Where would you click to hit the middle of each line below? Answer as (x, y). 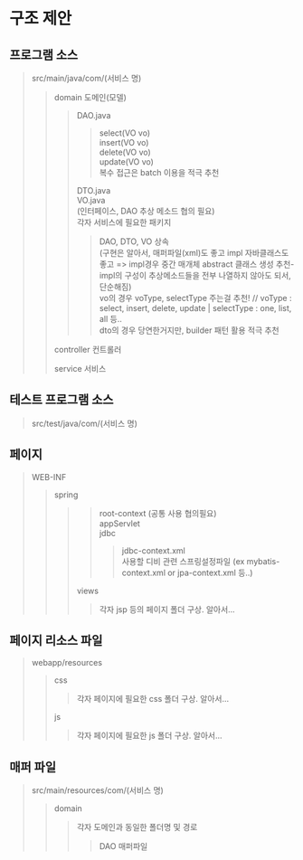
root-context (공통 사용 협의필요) (158, 513)
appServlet (119, 523)
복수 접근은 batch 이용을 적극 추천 (159, 172)
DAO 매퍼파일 (123, 846)
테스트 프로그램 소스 (62, 400)
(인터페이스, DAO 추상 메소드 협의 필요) (146, 211)
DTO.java (94, 190)
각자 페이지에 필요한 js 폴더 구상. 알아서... (150, 736)
